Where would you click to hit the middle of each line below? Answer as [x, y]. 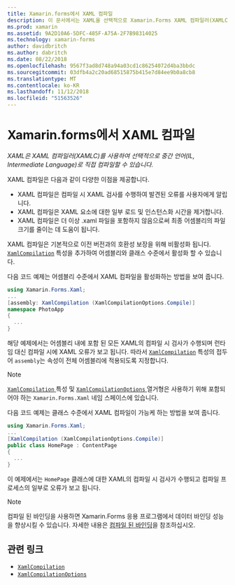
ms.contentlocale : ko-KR [43, 85]
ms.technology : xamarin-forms [51, 40]
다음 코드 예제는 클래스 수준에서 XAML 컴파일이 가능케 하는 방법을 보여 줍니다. [114, 413]
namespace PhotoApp [36, 309]
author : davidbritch [37, 46]
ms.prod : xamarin [33, 27]
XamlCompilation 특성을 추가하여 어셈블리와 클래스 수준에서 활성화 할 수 [106, 253]
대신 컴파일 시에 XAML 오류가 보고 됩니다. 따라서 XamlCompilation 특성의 [114, 352]
